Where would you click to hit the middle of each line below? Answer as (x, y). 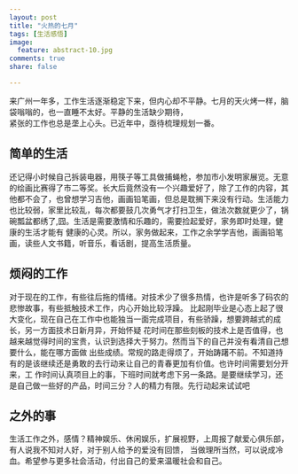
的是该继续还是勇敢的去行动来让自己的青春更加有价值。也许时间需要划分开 (153, 363)
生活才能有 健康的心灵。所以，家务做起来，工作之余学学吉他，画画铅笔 (154, 232)
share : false (33, 67)
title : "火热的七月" (43, 26)
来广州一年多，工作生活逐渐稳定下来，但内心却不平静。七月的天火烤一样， (145, 101)
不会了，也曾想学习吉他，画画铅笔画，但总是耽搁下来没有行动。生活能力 (157, 198)
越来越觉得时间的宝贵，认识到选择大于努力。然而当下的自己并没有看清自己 (145, 341)
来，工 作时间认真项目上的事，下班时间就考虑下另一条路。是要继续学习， (142, 374)
